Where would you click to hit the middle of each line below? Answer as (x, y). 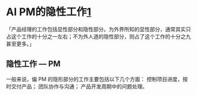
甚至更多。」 (20, 44)
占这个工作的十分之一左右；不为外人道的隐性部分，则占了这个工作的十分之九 (98, 36)
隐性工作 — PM (33, 64)
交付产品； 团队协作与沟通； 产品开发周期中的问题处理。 (79, 86)
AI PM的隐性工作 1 (49, 12)
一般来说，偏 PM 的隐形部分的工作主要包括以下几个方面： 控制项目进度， (94, 79)
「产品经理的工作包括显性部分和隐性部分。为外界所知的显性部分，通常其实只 (98, 29)
